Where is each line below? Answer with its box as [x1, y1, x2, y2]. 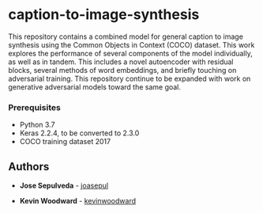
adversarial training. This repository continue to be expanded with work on [8, 74, 251, 83]
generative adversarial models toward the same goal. [8, 82, 182, 92]
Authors [8, 160, 50, 173]
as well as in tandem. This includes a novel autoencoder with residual [8, 57, 234, 67]
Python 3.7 [19, 120, 55, 130]
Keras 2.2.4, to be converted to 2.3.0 [19, 128, 140, 138]
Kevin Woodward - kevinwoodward [19, 196, 137, 206]
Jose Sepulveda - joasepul [19, 181, 109, 191]
